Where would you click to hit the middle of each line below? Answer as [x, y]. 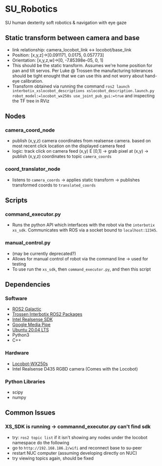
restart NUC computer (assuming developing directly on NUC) [75, 453]
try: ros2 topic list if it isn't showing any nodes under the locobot [80, 437]
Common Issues [30, 413]
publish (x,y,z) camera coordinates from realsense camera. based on [81, 141]
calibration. [32, 81]
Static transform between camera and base [72, 38]
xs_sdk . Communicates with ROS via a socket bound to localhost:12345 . [85, 230]
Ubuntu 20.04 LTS [30, 330]
